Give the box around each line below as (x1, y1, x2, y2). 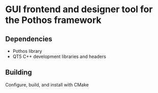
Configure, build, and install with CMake (5, 81, 89, 87)
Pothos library (12, 48, 42, 54)
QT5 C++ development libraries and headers (12, 53, 107, 59)
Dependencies (5, 35, 52, 43)
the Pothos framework (5, 14, 102, 26)
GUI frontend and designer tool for (5, 4, 153, 15)
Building (5, 68, 32, 77)
